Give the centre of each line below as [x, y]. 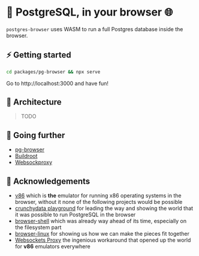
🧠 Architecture [34, 102]
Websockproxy [34, 162]
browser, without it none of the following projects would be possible [99, 202]
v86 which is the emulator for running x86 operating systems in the [98, 196]
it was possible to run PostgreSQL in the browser [75, 215]
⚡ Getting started [39, 55]
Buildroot [26, 156]
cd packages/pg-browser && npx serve [53, 72]
